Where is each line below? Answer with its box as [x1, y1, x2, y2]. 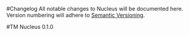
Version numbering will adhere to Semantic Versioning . [6, 11, 145, 19]
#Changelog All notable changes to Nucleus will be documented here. [6, 5, 183, 12]
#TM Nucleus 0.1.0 [6, 24, 53, 30]
